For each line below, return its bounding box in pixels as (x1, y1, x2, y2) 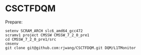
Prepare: (5, 19, 23, 25)
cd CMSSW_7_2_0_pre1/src (5, 37, 56, 42)
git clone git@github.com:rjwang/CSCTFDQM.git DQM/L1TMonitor (5, 45, 136, 50)
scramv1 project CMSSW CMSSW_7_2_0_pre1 (5, 33, 90, 37)
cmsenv (5, 41, 19, 46)
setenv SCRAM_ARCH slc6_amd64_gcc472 (5, 28, 83, 33)
